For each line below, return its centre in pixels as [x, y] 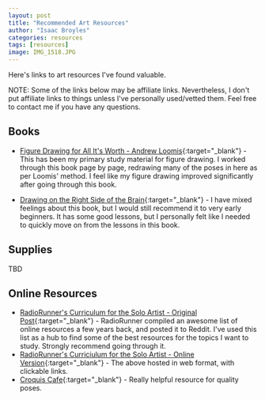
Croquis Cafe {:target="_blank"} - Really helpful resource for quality [129, 379]
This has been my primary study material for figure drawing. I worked [132, 159]
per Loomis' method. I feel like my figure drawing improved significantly [136, 175]
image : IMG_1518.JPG [42, 52]
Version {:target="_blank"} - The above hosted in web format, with [127, 363]
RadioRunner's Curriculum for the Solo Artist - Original [108, 312]
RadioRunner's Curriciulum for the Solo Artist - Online [107, 355]
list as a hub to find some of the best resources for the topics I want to [134, 338]
